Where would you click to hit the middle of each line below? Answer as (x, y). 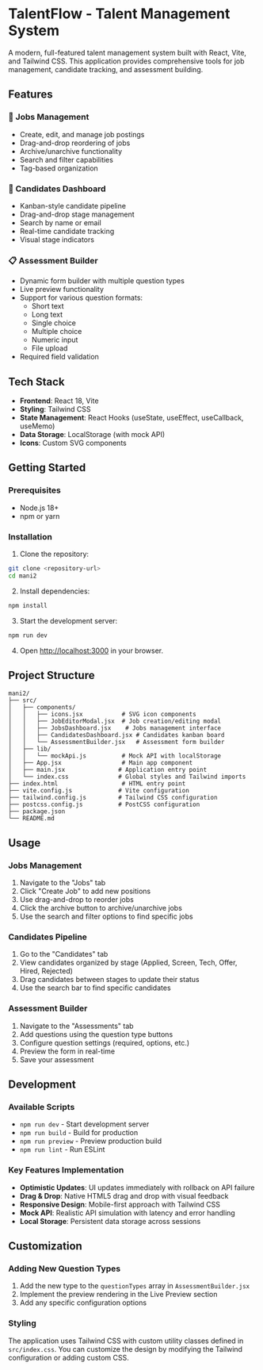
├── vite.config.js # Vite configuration (99, 791)
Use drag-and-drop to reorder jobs (77, 900)
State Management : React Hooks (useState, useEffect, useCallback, (131, 418)
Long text (47, 315)
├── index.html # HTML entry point (97, 784)
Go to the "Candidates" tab (64, 954)
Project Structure (51, 675)
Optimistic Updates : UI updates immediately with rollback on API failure (137, 1188)
